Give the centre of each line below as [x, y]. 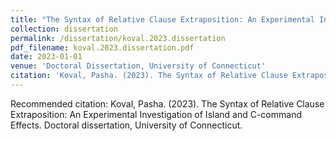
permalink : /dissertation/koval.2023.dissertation [118, 38]
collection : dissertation [64, 29]
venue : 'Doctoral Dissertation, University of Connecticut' [138, 66]
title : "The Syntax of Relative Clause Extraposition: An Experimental [162, 19]
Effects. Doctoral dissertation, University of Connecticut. [126, 125]
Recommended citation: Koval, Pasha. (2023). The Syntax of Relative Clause [167, 103]
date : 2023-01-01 [46, 57]
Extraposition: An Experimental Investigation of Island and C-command [156, 114]
